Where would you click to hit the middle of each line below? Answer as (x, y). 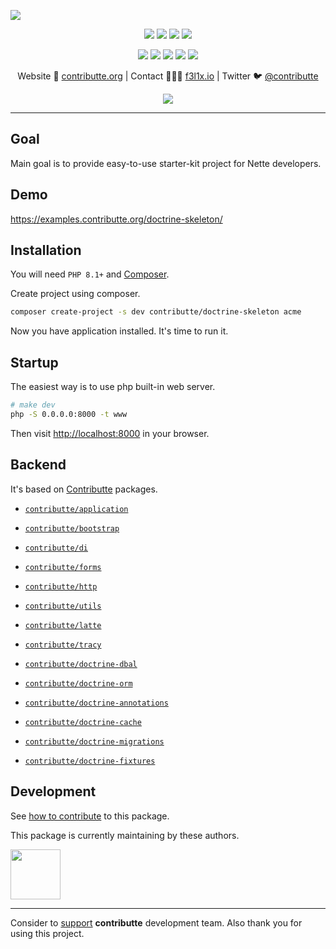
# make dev (33, 405)
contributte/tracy (63, 645)
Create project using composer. (75, 294)
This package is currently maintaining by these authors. (125, 835)
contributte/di (56, 548)
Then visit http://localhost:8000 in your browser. (110, 433)
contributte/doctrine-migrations (94, 741)
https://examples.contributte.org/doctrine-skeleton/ (116, 219)
